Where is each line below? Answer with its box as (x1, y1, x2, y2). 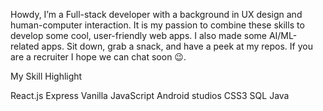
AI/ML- (268, 30, 298, 41)
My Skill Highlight (10, 70, 83, 82)
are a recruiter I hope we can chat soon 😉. (10, 51, 187, 63)
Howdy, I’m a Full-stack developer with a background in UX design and (10, 9, 303, 20)
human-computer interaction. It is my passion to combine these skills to (10, 19, 305, 31)
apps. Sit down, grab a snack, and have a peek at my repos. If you (41, 40, 313, 52)
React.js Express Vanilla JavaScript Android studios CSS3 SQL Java (10, 90, 290, 101)
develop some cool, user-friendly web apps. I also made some (10, 30, 267, 41)
